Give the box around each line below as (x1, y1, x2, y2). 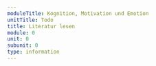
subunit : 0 (7, 42, 38, 49)
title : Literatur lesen (7, 23, 76, 30)
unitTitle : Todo (7, 16, 54, 23)
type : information (7, 49, 60, 56)
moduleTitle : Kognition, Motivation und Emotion (7, 10, 149, 17)
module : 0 (7, 29, 36, 36)
